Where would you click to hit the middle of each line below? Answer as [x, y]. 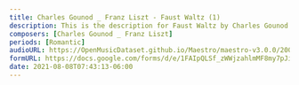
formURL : [25, 58]
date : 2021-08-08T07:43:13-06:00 [71, 67]
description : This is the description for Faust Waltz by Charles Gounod [149, 26]
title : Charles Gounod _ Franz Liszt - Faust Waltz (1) [115, 17]
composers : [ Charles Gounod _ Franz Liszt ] [91, 34]
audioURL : [28, 50]
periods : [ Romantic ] [48, 42]
